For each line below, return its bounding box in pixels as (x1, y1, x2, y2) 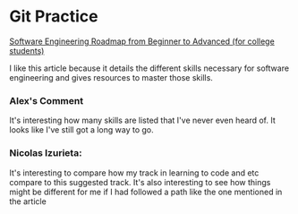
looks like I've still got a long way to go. (9, 124, 154, 135)
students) (9, 45, 45, 56)
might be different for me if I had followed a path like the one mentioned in (9, 186, 283, 197)
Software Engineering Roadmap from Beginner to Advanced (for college (9, 36, 275, 47)
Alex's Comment (9, 94, 83, 107)
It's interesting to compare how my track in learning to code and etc (9, 167, 260, 178)
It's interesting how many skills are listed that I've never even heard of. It (9, 115, 276, 126)
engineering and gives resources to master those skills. (9, 72, 213, 82)
